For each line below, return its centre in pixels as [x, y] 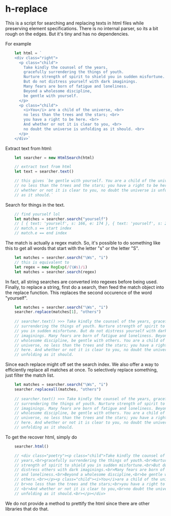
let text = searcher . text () [44, 171]
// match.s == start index [43, 228]
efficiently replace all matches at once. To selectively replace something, [82, 370]
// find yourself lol [37, 214]
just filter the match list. [30, 375]
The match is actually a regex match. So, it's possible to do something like [83, 243]
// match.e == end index [41, 233]
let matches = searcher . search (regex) [55, 272]
